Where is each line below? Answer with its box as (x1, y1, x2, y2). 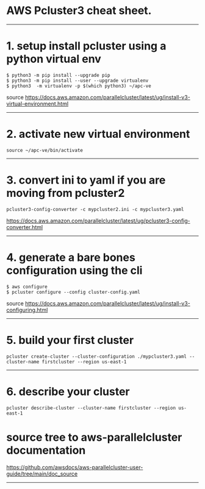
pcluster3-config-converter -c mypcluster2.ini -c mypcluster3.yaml (6, 206, 184, 212)
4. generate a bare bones (6, 251, 135, 264)
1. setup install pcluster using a (6, 39, 167, 53)
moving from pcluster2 (6, 187, 125, 200)
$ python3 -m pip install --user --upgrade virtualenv (6, 77, 149, 84)
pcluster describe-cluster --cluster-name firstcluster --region (6, 405, 176, 411)
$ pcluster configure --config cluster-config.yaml (6, 289, 140, 295)
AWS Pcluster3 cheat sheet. (6, 4, 152, 18)
